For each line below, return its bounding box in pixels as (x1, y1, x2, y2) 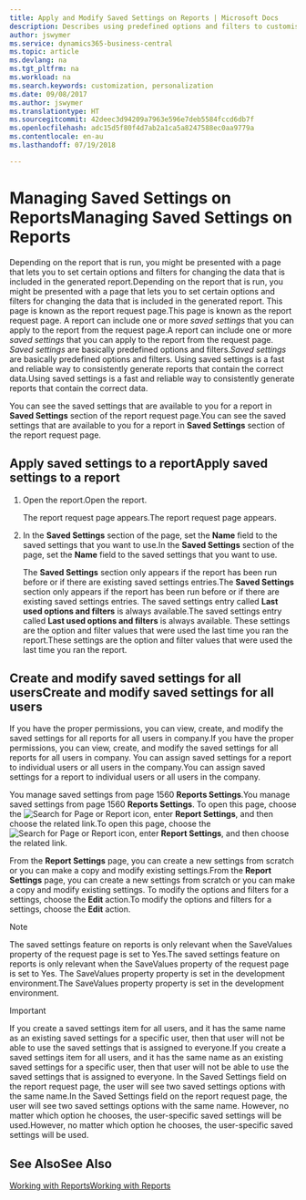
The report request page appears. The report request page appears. (22, 512, 277, 522)
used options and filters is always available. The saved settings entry (22, 605, 282, 616)
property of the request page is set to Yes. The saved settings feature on (9, 949, 280, 960)
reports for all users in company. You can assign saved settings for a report (9, 752, 292, 763)
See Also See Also (9, 1155, 112, 1172)
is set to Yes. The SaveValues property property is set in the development (9, 968, 285, 979)
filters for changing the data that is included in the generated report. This (9, 295, 283, 306)
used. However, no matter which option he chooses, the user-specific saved (9, 1120, 293, 1131)
